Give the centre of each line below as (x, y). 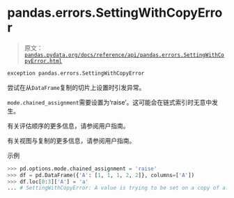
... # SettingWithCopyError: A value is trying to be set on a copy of (113, 188)
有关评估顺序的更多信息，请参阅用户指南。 (68, 125)
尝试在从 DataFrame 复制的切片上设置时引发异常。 (76, 87)
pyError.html (43, 61)
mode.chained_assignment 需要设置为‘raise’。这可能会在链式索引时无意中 (110, 102)
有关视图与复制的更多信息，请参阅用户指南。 (71, 140)
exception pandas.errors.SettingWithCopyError (76, 73)
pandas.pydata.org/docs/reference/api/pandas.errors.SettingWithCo (124, 55)
